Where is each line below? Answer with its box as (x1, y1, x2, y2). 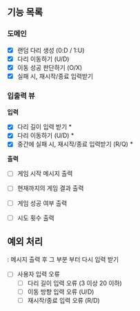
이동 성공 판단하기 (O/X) (17, 63, 83, 71)
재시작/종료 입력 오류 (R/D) (27, 296, 100, 304)
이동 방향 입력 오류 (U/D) (27, 288, 94, 296)
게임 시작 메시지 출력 (17, 169, 73, 178)
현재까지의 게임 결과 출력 (17, 184, 84, 192)
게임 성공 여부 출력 (17, 199, 68, 207)
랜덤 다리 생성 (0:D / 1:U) (17, 46, 85, 54)
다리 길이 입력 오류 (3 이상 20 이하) (27, 279, 122, 287)
